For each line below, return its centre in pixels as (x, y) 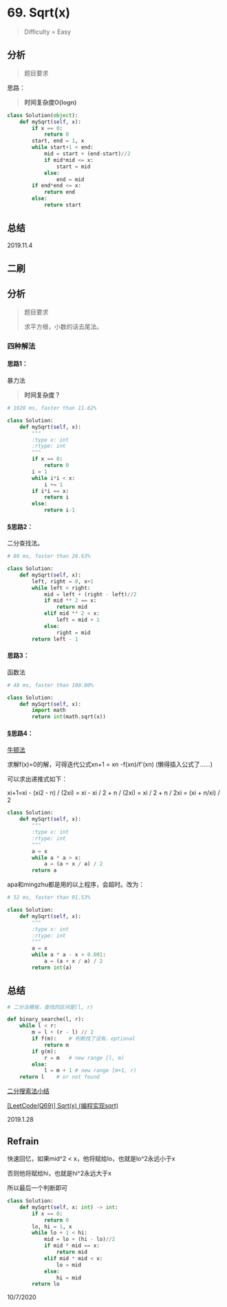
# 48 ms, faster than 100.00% (51, 685)
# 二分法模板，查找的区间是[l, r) (50, 1007)
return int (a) (52, 968)
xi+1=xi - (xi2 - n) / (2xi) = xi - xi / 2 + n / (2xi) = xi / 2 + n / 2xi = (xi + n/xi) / (113, 793)
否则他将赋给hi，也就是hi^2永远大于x (60, 1173)
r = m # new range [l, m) (84, 1058)
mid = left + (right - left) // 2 (90, 594)
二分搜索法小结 (28, 1091)
